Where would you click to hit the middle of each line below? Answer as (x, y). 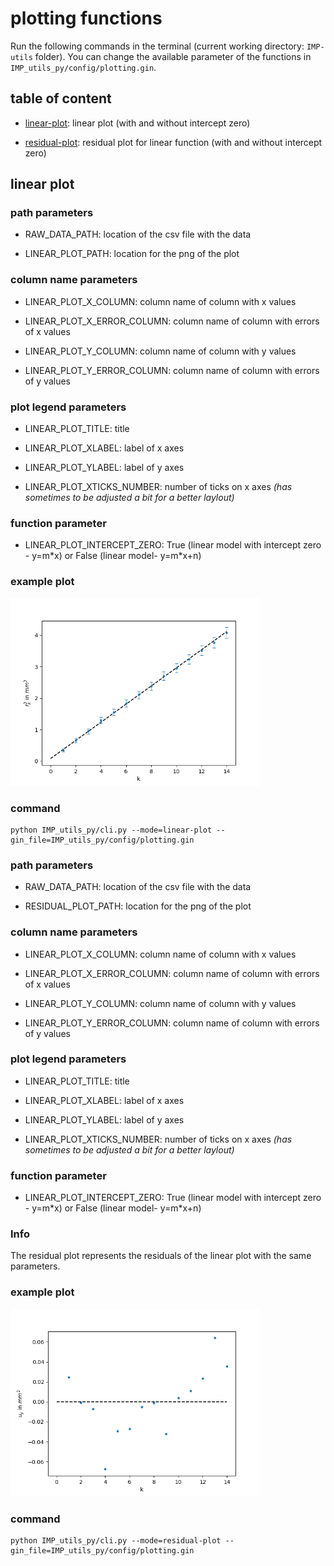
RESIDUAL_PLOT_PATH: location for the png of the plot (138, 906)
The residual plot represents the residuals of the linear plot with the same (161, 1256)
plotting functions (86, 18)
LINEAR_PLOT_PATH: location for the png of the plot (132, 254)
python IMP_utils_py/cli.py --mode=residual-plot (116, 1541)
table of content (61, 98)
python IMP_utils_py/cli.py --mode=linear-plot (111, 830)
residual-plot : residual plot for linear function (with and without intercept (173, 142)
